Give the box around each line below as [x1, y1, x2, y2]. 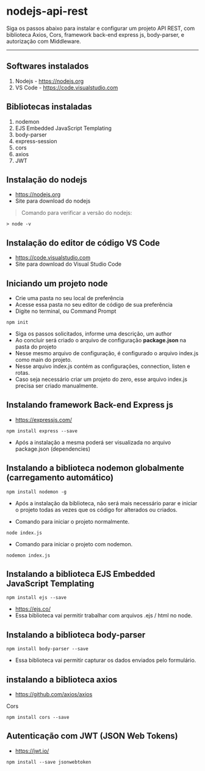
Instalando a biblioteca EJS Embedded [6, 569, 156, 579]
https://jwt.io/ [15, 747, 49, 754]
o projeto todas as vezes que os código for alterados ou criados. [15, 506, 178, 513]
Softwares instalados [6, 61, 89, 72]
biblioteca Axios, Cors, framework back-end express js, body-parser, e [6, 31, 185, 38]
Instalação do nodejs [6, 175, 87, 185]
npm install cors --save [6, 715, 70, 721]
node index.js [6, 530, 43, 536]
